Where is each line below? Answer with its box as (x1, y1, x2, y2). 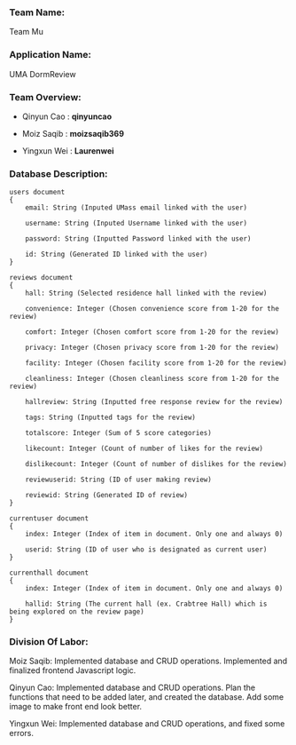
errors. (9, 728, 34, 739)
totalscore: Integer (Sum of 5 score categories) (25, 429, 213, 438)
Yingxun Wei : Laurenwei (21, 145, 114, 156)
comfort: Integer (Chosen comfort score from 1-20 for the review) (25, 328, 279, 337)
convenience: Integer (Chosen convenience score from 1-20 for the (25, 305, 279, 313)
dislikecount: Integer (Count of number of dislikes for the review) (25, 460, 288, 469)
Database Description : (9, 167, 108, 179)
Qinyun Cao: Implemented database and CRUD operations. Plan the (9, 682, 255, 693)
